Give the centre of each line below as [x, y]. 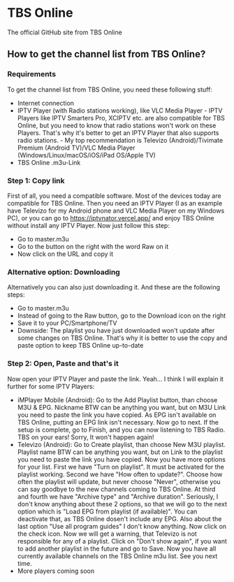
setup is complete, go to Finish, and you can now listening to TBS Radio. [121, 430]
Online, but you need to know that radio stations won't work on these [117, 125]
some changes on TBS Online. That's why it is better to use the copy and [122, 338]
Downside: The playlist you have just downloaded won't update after [116, 331]
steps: [16, 294]
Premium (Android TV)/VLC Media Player [76, 148]
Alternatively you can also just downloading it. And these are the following [114, 288]
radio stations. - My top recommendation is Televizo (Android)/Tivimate [120, 140]
